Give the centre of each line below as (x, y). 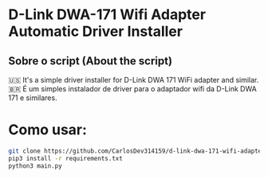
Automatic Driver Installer (96, 31)
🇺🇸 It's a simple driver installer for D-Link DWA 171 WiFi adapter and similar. (134, 80)
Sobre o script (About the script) (91, 61)
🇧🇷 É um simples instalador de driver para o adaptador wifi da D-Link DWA (132, 89)
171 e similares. (33, 98)
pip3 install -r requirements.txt (66, 158)
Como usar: (48, 130)
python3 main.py (35, 166)
